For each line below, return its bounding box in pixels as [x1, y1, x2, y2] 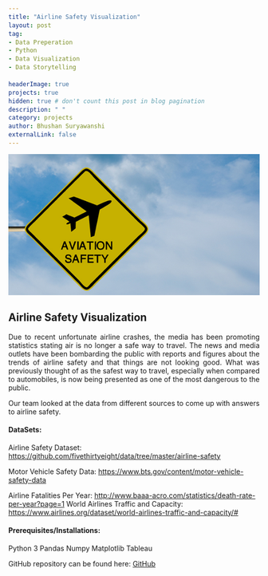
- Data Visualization [8, 55, 81, 63]
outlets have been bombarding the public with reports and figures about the [8, 349, 260, 358]
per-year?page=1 [8, 499, 65, 508]
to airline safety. [8, 407, 61, 416]
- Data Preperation [8, 38, 73, 46]
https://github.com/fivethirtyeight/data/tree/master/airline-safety [8, 451, 221, 460]
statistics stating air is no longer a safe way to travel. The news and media [8, 340, 260, 350]
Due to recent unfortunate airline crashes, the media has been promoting [8, 332, 260, 341]
